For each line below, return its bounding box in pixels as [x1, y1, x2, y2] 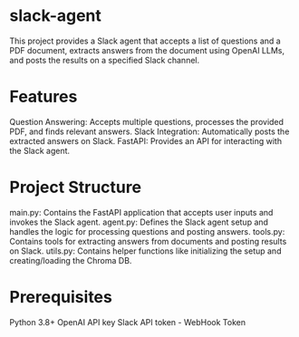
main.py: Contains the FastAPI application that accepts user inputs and [9, 207, 274, 217]
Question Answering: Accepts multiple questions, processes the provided [9, 116, 284, 127]
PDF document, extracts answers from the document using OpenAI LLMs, [9, 44, 285, 55]
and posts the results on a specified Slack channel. [9, 54, 200, 65]
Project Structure [9, 178, 142, 197]
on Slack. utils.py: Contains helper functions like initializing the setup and [9, 246, 282, 256]
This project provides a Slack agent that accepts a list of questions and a [9, 35, 281, 46]
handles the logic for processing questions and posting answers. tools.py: [9, 226, 285, 236]
